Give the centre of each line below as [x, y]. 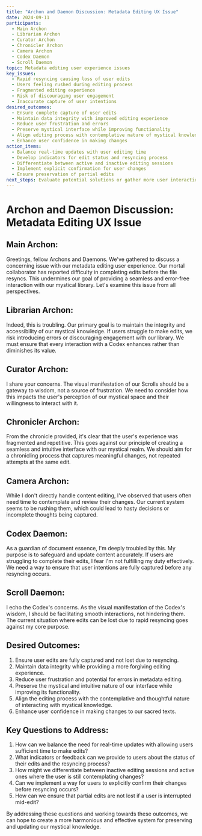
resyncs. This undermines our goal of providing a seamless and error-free [98, 278]
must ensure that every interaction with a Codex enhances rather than [93, 344]
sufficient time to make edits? [51, 751]
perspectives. [23, 291]
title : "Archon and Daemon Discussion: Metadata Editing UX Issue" [93, 12]
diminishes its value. [32, 350]
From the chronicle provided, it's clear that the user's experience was [92, 436]
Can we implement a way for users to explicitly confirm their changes [101, 783]
